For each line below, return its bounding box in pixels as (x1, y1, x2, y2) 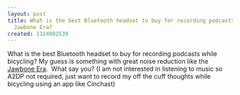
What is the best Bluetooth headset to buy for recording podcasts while (7, 50, 218, 58)
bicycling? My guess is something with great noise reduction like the (7, 57, 209, 66)
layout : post (7, 10, 46, 18)
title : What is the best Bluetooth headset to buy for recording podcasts (7, 17, 235, 24)
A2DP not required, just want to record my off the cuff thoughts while (7, 72, 211, 81)
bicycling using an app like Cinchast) (7, 79, 116, 89)
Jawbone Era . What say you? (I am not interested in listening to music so (7, 65, 223, 73)
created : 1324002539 (7, 30, 69, 38)
